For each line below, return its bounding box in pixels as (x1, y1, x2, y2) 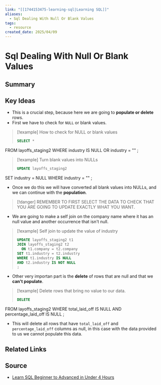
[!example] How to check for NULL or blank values (16, 129, 117, 135)
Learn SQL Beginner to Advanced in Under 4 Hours (12, 374, 115, 380)
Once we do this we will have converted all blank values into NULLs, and (12, 184, 157, 190)
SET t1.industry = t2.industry (16, 251, 80, 256)
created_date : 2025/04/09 (5, 30, 57, 34)
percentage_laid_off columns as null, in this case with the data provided (12, 326, 157, 332)
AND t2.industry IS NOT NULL (16, 260, 76, 265)
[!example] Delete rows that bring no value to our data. (16, 288, 126, 294)
